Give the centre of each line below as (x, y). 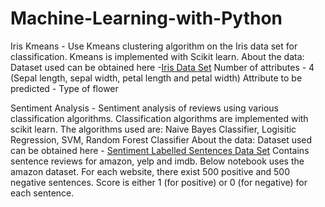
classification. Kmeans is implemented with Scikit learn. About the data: (157, 56)
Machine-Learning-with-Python (146, 18)
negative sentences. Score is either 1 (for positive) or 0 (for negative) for (159, 182)
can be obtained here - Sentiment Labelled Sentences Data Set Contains (160, 150)
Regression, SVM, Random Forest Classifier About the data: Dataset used (161, 139)
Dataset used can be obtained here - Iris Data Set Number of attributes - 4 (162, 67)
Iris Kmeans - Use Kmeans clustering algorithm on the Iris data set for (154, 46)
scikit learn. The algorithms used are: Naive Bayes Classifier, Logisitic (153, 129)
